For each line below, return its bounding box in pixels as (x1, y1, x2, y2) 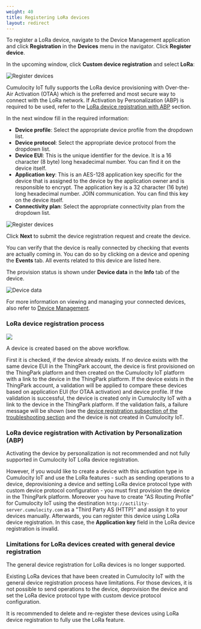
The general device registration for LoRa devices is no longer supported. (6, 561, 186, 568)
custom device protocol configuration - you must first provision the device (6, 487, 190, 494)
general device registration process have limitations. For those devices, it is (6, 579, 193, 586)
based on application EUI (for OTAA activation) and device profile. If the (6, 388, 183, 395)
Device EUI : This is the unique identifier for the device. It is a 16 (14, 152, 172, 159)
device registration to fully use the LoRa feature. (6, 616, 125, 624)
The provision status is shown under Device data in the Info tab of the (6, 268, 180, 276)
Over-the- (164, 84, 190, 91)
